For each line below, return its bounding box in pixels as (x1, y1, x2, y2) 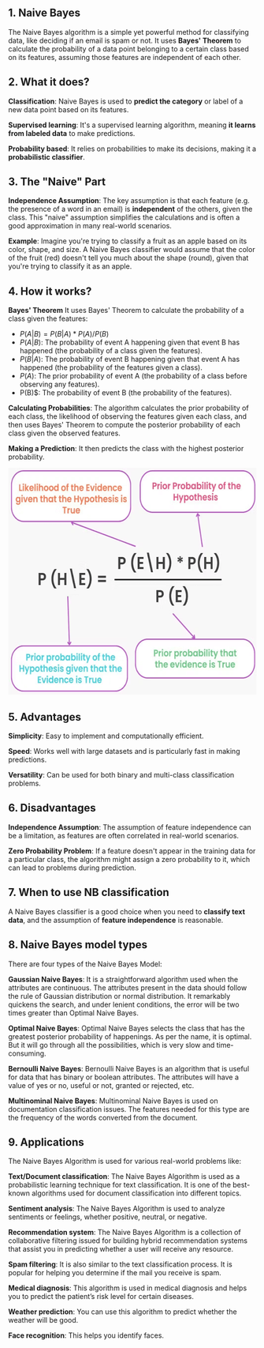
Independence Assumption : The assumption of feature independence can (8, 822, 251, 832)
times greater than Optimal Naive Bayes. (8, 1007, 139, 1018)
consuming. (8, 1049, 46, 1058)
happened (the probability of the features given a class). (19, 363, 203, 372)
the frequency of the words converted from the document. (8, 1113, 199, 1122)
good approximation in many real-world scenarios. (8, 221, 172, 231)
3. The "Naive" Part (8, 175, 106, 189)
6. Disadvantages (8, 801, 96, 815)
